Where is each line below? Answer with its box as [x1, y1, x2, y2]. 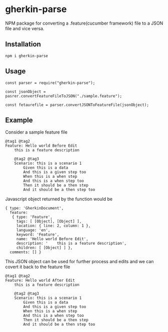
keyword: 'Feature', [16, 232, 59, 237]
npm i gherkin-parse [5, 53, 49, 58]
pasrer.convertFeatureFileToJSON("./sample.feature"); [5, 93, 122, 98]
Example [5, 116, 33, 124]
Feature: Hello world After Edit [5, 278, 75, 283]
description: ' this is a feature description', [16, 241, 127, 246]
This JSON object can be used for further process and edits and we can [5, 259, 154, 265]
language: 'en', [16, 228, 51, 233]
